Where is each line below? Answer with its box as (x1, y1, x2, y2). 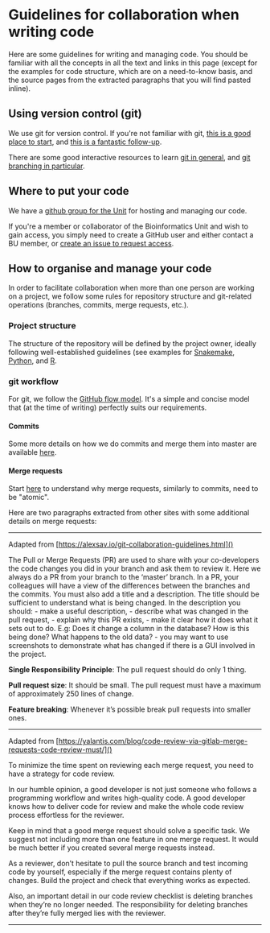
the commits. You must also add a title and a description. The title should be (8, 589, 260, 599)
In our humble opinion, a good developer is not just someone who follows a (8, 785, 257, 795)
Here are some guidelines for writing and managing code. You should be (8, 49, 248, 59)
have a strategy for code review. (8, 769, 115, 778)
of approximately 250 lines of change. (8, 689, 134, 699)
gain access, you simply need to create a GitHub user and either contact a (8, 229, 254, 239)
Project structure (8, 320, 76, 332)
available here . (8, 448, 57, 457)
